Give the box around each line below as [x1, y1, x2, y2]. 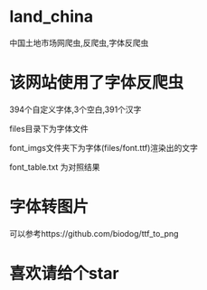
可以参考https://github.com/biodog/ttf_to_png [9, 228, 179, 239]
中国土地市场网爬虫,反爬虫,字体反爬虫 [9, 37, 149, 48]
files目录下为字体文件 [9, 123, 89, 134]
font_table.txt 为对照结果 [9, 161, 101, 173]
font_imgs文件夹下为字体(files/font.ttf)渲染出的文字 [9, 142, 199, 153]
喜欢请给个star [9, 264, 119, 284]
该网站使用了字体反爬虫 [9, 72, 184, 93]
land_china [9, 6, 93, 27]
